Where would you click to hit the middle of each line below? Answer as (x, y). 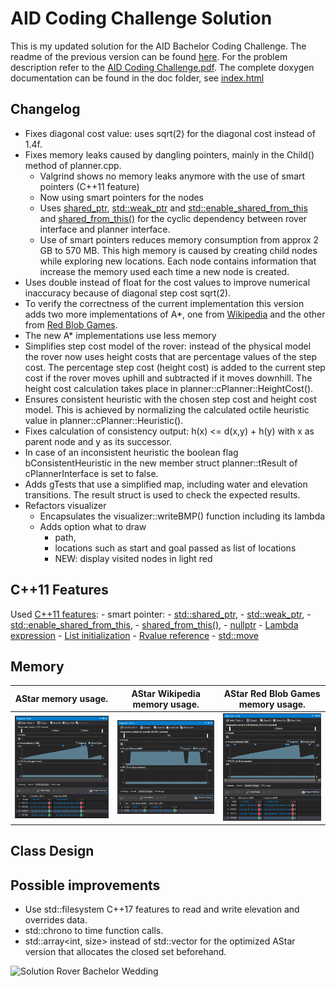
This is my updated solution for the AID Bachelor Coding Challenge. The (158, 46)
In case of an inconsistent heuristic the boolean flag (131, 452)
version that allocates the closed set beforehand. (125, 952)
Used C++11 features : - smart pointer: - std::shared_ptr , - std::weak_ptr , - (161, 614)
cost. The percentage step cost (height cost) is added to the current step (175, 367)
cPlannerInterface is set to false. (91, 473)
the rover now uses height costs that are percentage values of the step (171, 356)
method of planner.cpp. (73, 165)
